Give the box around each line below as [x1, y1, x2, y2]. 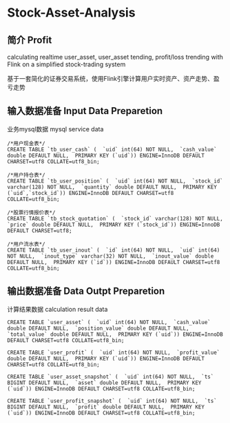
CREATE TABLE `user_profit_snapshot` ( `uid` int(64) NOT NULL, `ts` [7, 397, 217, 404]
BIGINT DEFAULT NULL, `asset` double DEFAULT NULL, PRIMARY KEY [7, 379, 202, 386]
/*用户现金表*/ [7, 140, 46, 147]
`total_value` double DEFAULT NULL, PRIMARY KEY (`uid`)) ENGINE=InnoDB [7, 330, 224, 338]
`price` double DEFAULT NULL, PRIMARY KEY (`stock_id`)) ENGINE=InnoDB [7, 221, 220, 228]
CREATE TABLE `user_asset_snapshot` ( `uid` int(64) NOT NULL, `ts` [7, 373, 214, 380]
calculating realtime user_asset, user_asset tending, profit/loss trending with [7, 53, 224, 61]
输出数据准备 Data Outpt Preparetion [7, 285, 165, 297]
